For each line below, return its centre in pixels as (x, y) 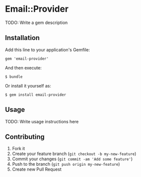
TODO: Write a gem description (36, 22)
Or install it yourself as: (28, 86)
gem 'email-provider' (27, 59)
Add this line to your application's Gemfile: (47, 49)
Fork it (18, 149)
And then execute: (23, 67)
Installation (22, 38)
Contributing (25, 137)
